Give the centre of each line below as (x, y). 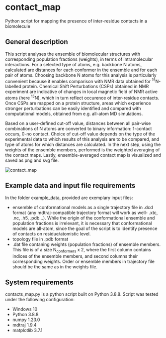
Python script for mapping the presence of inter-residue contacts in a (76, 21)
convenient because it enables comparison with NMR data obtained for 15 (80, 81)
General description (37, 42)
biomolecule (18, 26)
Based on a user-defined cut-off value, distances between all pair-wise (78, 123)
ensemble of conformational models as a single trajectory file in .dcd (83, 207)
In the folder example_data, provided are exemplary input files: (69, 198)
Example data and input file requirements (70, 186)
